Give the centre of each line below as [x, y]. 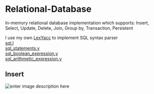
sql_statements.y [22, 48]
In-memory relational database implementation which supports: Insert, [77, 23]
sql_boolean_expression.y [32, 53]
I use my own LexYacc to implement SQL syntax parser [62, 38]
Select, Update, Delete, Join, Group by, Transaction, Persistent [69, 28]
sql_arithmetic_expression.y [34, 58]
